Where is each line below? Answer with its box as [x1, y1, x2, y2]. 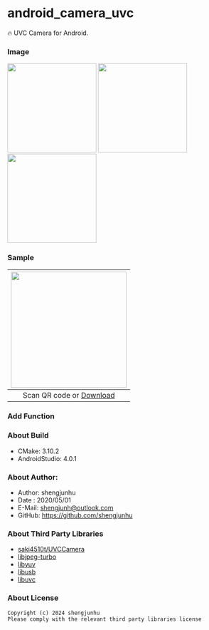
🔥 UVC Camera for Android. [7, 29, 89, 37]
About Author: [7, 472, 58, 482]
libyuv [17, 560, 36, 569]
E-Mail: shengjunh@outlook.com [17, 504, 114, 512]
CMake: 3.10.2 [17, 447, 59, 455]
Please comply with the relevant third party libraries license [7, 615, 202, 623]
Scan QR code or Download [22, 390, 115, 400]
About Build [7, 430, 49, 440]
